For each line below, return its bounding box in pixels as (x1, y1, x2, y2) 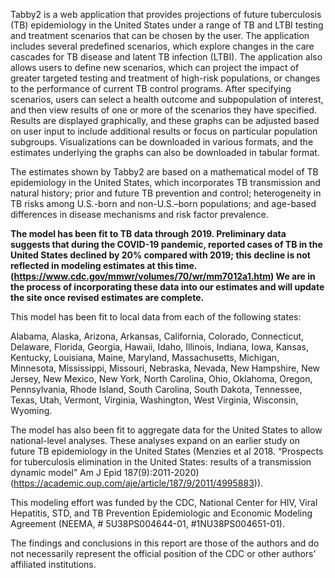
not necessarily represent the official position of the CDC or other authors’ (10, 548, 317, 559)
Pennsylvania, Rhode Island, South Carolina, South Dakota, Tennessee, (10, 384, 303, 395)
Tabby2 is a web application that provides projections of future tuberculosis (10, 9, 322, 20)
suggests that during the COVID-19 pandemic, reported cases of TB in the (10, 239, 323, 250)
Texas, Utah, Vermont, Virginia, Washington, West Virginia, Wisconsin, (10, 394, 299, 406)
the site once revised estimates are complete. (10, 292, 205, 303)
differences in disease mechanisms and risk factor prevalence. (10, 209, 269, 220)
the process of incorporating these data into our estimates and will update (10, 281, 325, 293)
